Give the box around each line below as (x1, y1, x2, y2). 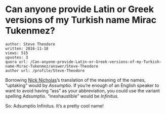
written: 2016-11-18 (5, 46, 49, 51)
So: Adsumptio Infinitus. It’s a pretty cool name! (5, 102, 104, 109)
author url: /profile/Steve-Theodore (5, 68, 85, 73)
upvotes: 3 (5, 54, 28, 60)
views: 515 (5, 50, 28, 55)
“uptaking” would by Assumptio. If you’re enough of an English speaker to (5, 82, 159, 88)
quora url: (5, 59, 28, 64)
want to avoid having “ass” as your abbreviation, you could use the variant (5, 87, 160, 94)
